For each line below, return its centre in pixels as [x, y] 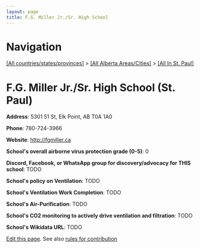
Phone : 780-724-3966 [34, 128]
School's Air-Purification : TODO [47, 204]
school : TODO [24, 169]
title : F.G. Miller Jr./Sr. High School [57, 17]
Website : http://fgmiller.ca [39, 140]
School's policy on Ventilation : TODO [53, 181]
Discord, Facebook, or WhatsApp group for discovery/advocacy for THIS [99, 163]
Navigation [34, 47]
